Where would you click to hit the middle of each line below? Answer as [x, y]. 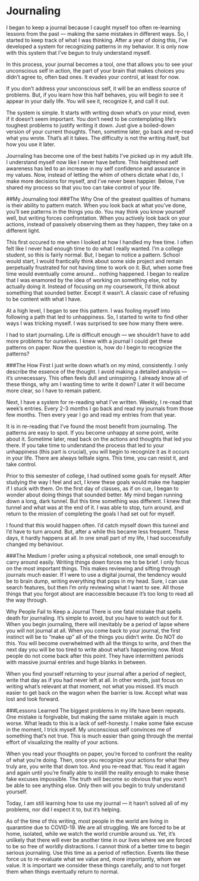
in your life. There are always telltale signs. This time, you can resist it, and [97, 458]
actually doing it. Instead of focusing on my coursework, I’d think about [93, 286]
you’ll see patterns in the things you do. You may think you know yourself [96, 211]
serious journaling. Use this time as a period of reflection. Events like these [97, 852]
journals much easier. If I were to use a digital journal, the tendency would [97, 574]
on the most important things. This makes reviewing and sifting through [94, 568]
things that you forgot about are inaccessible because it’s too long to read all [100, 593]
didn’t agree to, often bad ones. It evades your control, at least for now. [93, 77]
